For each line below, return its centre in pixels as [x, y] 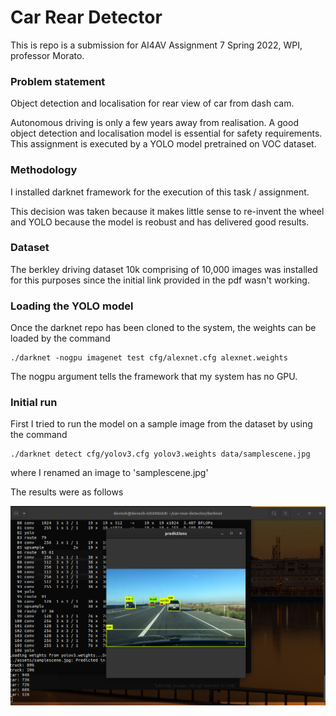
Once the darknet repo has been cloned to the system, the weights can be [163, 328]
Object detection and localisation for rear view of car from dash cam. [152, 103]
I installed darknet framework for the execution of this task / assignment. [160, 192]
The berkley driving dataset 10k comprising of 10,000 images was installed [164, 269]
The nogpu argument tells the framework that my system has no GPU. [154, 377]
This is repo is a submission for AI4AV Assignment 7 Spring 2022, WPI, [156, 45]
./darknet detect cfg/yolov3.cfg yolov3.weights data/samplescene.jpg [160, 454]
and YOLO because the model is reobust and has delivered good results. [160, 222]
